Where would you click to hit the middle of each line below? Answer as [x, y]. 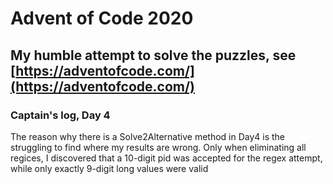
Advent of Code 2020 [102, 18]
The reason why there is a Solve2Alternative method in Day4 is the [148, 136]
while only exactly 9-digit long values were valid [109, 168]
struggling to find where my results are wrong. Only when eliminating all [158, 147]
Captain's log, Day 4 [60, 115]
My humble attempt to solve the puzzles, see [153, 55]
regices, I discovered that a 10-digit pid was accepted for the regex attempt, [166, 158]
